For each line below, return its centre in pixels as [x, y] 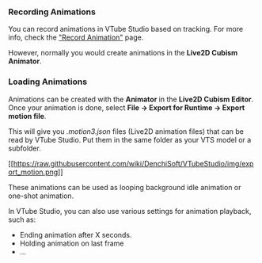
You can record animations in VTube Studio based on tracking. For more [126, 29]
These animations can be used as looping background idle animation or [125, 187]
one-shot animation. [41, 196]
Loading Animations [48, 82]
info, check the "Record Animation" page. [76, 37]
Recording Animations [52, 12]
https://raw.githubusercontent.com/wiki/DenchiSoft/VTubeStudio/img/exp [133, 163]
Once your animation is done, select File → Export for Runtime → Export [127, 107]
